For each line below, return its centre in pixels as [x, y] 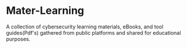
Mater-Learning [45, 11]
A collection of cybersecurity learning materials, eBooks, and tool [85, 27]
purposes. [18, 39]
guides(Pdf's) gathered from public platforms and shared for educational [93, 32]
